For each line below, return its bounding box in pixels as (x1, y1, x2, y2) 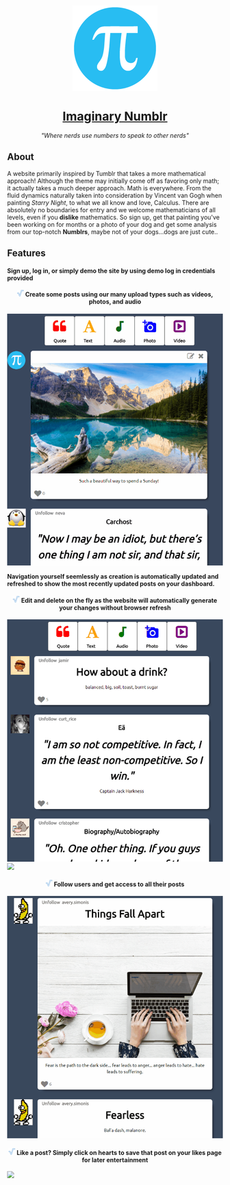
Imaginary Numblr (62, 109, 168, 125)
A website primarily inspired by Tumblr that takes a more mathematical (7, 169, 206, 177)
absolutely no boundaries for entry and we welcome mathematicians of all (7, 205, 216, 214)
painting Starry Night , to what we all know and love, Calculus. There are (7, 198, 209, 207)
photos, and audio (88, 297, 142, 306)
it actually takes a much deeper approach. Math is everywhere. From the (7, 184, 212, 192)
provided (7, 273, 34, 282)
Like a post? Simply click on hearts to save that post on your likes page (16, 1148, 222, 1156)
